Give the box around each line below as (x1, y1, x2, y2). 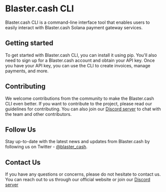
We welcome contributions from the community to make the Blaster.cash (5, 95, 154, 101)
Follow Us (5, 125, 36, 134)
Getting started (5, 39, 54, 48)
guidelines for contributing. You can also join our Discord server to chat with (5, 106, 162, 112)
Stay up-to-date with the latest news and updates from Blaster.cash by (5, 139, 150, 144)
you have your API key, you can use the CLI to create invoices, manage (5, 62, 151, 68)
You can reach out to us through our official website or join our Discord (5, 177, 151, 183)
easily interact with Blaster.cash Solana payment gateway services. (5, 24, 143, 30)
